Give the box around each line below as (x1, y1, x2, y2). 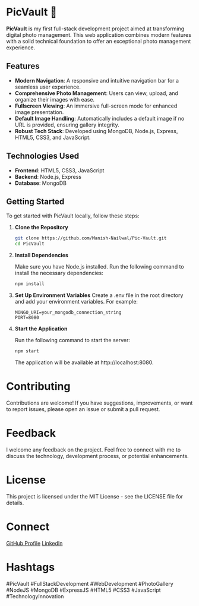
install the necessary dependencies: (14, 270, 104, 277)
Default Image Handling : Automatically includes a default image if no (14, 115, 185, 122)
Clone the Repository (14, 224, 68, 231)
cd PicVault (14, 241, 45, 247)
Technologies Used (6, 151, 79, 161)
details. (6, 499, 24, 506)
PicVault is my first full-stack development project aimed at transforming (6, 25, 185, 32)
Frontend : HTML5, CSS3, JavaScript (14, 166, 105, 174)
